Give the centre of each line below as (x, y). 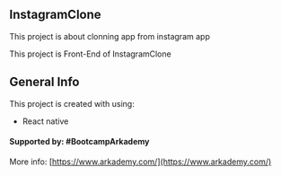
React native (45, 121)
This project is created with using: (72, 103)
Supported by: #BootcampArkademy (79, 142)
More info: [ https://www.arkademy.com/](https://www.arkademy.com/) (140, 162)
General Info (44, 82)
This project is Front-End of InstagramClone (91, 54)
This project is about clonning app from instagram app (110, 36)
